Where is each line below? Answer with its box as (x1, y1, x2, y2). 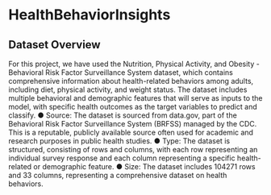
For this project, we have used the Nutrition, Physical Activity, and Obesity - (8, 59, 260, 68)
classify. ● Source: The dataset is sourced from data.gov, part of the (8, 110, 238, 120)
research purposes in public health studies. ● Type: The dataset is (8, 136, 231, 146)
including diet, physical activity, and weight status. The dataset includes (8, 85, 248, 94)
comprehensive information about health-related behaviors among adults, (8, 77, 254, 85)
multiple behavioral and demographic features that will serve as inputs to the (8, 93, 264, 102)
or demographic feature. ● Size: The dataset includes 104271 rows (33, 162, 256, 171)
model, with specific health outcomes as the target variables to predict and (8, 102, 257, 111)
